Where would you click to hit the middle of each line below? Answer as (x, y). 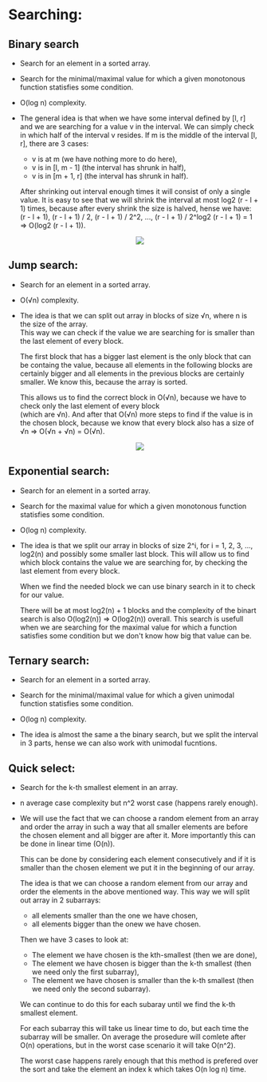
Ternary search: (49, 661)
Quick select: (42, 768)
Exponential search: (59, 471)
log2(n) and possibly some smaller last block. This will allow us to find (134, 554)
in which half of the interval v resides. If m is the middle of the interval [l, (138, 135)
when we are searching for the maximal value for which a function (128, 627)
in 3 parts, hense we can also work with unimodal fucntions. (118, 743)
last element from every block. (70, 571)
